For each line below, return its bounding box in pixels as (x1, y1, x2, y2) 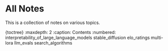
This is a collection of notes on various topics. (5, 19, 100, 25)
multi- (150, 34, 163, 40)
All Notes (5, 3, 44, 14)
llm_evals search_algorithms (14, 39, 73, 45)
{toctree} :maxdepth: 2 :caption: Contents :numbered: (5, 29, 116, 35)
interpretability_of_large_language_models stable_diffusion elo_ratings (5, 34, 150, 40)
